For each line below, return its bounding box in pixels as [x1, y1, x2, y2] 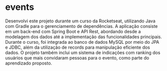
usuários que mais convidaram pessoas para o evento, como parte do [5, 55, 149, 61]
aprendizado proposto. [5, 60, 52, 66]
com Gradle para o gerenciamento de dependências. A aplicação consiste [5, 23, 158, 29]
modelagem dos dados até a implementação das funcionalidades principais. [5, 34, 162, 40]
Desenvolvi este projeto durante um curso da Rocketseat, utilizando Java [5, 18, 156, 24]
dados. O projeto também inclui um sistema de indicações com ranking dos [5, 49, 160, 56]
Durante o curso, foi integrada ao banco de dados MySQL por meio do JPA [5, 39, 159, 45]
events [5, 1, 34, 13]
